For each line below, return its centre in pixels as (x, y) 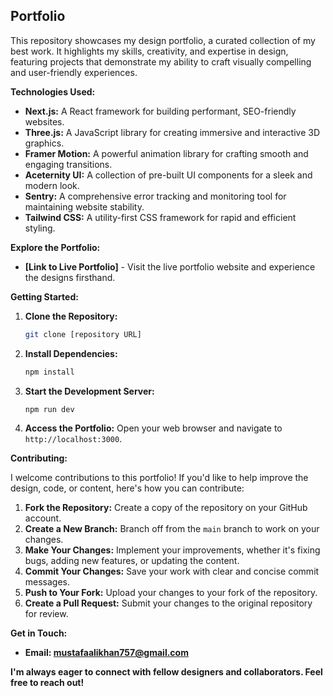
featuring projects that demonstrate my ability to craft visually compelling (161, 61)
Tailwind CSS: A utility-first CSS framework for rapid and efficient (160, 217)
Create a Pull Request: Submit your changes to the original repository (168, 603)
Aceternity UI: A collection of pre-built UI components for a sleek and (168, 175)
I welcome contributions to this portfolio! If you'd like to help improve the (159, 478)
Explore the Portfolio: (55, 247)
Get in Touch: (39, 633)
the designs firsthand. (70, 277)
